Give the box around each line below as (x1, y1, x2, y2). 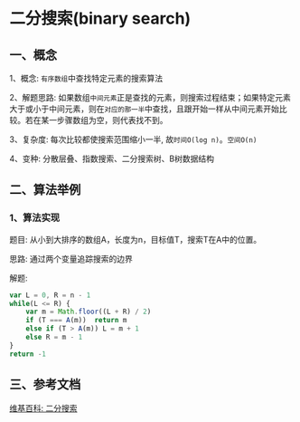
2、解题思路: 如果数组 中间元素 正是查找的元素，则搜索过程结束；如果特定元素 (9, 92, 292, 102)
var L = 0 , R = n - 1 (9, 291, 91, 300)
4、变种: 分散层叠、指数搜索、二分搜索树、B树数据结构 (9, 153, 215, 164)
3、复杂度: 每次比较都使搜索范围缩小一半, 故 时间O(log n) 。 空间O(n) (9, 134, 258, 145)
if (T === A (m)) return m (25, 316, 127, 325)
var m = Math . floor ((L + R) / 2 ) (25, 307, 152, 317)
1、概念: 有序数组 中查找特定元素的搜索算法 (9, 73, 164, 83)
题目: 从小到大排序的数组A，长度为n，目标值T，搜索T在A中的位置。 (9, 234, 262, 245)
